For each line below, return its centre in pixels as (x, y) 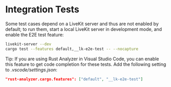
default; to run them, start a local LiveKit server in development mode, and (84, 29)
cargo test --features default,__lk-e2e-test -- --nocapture (72, 49)
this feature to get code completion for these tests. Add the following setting (86, 64)
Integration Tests (42, 10)
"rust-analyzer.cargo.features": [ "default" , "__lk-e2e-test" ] (74, 79)
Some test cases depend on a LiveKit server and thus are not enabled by (82, 24)
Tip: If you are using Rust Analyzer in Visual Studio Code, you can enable (82, 59)
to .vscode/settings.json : (31, 69)
